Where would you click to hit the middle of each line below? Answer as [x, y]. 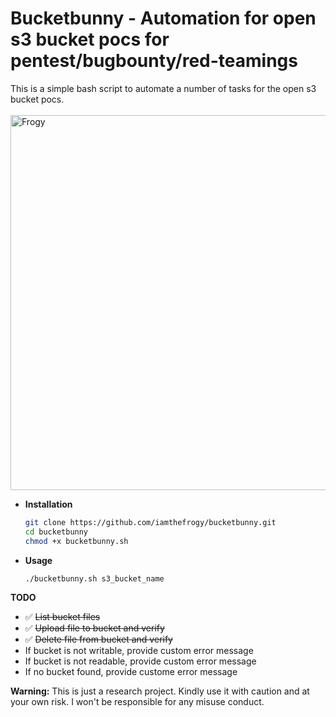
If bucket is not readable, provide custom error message [140, 661]
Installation [48, 504]
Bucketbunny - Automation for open [163, 18]
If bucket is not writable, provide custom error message [139, 651]
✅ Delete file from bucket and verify [98, 639]
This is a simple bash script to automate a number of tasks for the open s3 [163, 88]
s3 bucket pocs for [90, 39]
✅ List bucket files [62, 617]
